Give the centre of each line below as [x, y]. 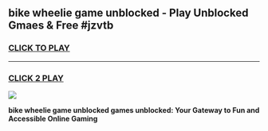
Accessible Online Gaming [53, 118]
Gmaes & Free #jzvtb [61, 26]
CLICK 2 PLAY [36, 78]
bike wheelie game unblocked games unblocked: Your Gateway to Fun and [134, 110]
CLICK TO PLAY [39, 48]
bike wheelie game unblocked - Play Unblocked [128, 13]
